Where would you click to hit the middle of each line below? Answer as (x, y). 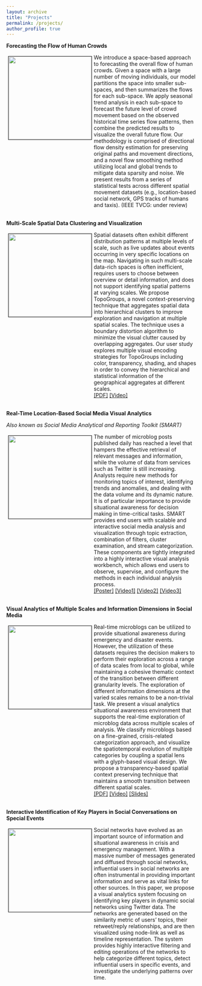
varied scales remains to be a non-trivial (144, 697)
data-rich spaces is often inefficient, (139, 267)
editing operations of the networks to (140, 952)
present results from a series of (133, 179)
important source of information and (139, 836)
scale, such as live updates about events (144, 248)
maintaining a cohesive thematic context (144, 672)
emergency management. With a (134, 850)
